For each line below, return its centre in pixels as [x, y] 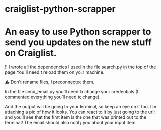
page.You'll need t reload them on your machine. [55, 72]
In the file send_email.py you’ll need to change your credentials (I [72, 92]
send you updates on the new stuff [78, 43]
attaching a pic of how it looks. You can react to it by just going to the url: [80, 112]
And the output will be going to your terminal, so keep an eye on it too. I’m [81, 107]
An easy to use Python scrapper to [78, 32]
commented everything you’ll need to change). [53, 97]
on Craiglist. [31, 53]
